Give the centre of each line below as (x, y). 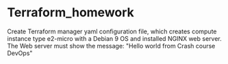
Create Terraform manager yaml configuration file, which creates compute (112, 31)
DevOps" (20, 53)
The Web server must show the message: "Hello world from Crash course (111, 46)
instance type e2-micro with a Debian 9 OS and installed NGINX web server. (115, 38)
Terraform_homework (71, 13)
